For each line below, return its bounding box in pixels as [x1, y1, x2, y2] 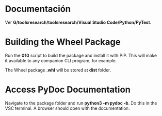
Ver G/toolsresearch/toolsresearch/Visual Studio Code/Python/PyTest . [5, 19, 151, 25]
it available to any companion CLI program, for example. [5, 57, 117, 64]
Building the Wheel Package [5, 36, 121, 48]
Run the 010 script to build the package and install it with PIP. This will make [5, 52, 157, 58]
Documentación [5, 3, 71, 15]
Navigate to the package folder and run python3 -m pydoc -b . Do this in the [5, 100, 157, 106]
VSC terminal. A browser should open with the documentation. [5, 105, 130, 111]
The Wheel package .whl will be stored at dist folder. [5, 67, 111, 73]
